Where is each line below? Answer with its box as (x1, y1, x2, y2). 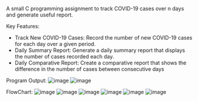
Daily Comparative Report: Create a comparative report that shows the (14, 59, 187, 66)
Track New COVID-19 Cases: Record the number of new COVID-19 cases (14, 34, 193, 41)
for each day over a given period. (14, 41, 96, 47)
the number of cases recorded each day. (14, 53, 114, 60)
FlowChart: (6, 89, 33, 95)
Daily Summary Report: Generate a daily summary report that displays (14, 47, 185, 54)
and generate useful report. (6, 11, 73, 18)
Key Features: (6, 23, 40, 30)
